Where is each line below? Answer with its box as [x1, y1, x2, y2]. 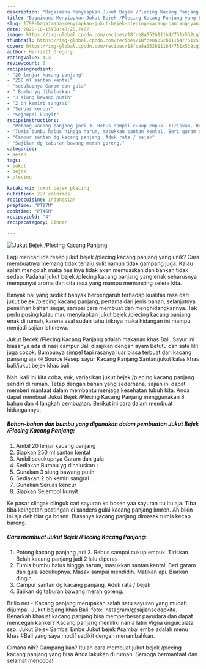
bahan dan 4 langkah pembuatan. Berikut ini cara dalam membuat [7, 399, 173, 407]
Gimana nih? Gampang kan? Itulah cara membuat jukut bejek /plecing [7, 644, 182, 651]
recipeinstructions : [7, 117, 60, 123]
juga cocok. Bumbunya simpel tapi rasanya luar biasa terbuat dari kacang [7, 349, 192, 356]
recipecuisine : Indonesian [7, 197, 76, 203]
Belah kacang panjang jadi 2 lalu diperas [15, 555, 118, 562]
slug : [7, 20, 21, 26]
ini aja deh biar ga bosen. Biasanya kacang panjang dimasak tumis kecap [7, 513, 191, 520]
